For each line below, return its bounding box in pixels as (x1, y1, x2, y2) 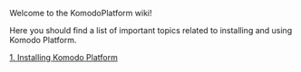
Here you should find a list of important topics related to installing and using (9, 25, 293, 35)
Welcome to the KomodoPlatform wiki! (9, 8, 152, 18)
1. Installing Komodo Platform (9, 52, 118, 62)
